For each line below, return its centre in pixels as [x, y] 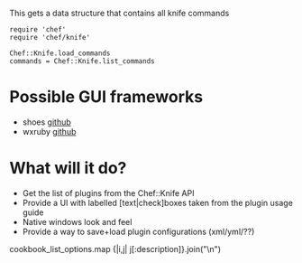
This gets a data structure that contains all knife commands [119, 13]
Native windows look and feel [77, 221]
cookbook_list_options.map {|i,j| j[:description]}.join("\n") [115, 249]
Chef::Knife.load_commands [60, 53]
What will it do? [68, 169]
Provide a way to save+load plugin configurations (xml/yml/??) [138, 231]
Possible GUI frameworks [106, 97]
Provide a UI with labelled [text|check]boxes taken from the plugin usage [157, 202]
